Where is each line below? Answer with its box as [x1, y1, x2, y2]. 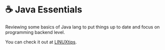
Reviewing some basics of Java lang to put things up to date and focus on [5, 23, 160, 30]
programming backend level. [5, 29, 65, 35]
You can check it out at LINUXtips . [5, 38, 77, 45]
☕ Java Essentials [5, 4, 82, 15]
